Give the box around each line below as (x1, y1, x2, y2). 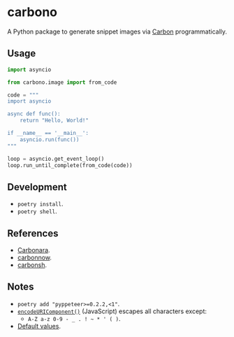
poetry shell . (17, 207, 57, 215)
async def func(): (7, 110, 61, 117)
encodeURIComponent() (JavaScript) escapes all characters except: (17, 307, 207, 315)
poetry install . (17, 200, 64, 208)
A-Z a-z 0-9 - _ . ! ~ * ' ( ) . (27, 314, 121, 322)
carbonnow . (17, 253, 52, 261)
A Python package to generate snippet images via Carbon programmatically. (7, 27, 228, 36)
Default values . (17, 322, 61, 330)
